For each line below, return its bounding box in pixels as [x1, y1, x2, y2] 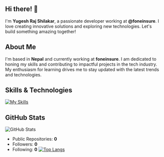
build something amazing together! [5, 28, 77, 35]
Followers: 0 [12, 141, 38, 147]
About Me [5, 43, 36, 51]
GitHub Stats [5, 113, 45, 121]
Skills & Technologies [5, 86, 73, 94]
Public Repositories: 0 [12, 136, 57, 142]
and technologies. [5, 72, 42, 78]
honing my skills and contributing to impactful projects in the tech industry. [5, 61, 157, 67]
